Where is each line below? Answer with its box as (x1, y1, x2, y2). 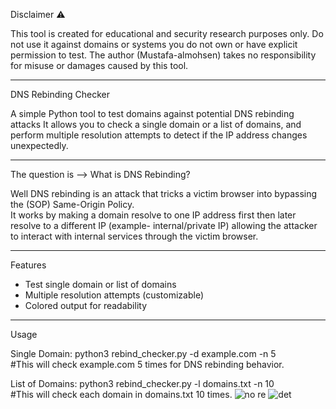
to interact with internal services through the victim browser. (10, 230, 259, 242)
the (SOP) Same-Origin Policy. (10, 199, 135, 210)
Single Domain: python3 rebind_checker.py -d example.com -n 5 (10, 348, 277, 359)
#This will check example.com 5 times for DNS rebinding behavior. (10, 359, 285, 370)
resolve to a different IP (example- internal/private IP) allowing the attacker (10, 220, 318, 231)
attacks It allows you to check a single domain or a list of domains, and (10, 119, 302, 130)
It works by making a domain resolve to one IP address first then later (10, 209, 297, 221)
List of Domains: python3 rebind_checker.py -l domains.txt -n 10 (10, 378, 275, 389)
